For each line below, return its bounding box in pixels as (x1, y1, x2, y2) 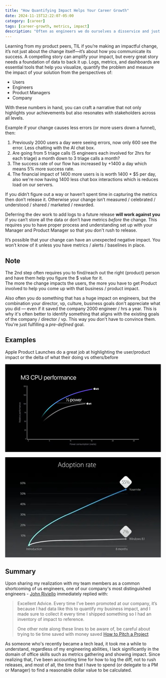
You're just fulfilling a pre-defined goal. (5, 321, 85, 327)
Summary (5, 567, 36, 575)
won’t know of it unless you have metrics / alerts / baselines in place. (5, 242, 146, 248)
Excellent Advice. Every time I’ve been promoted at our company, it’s (17, 601, 157, 607)
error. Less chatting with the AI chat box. (12, 145, 95, 151)
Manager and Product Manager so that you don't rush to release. (5, 227, 137, 233)
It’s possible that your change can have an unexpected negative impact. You (5, 237, 161, 243)
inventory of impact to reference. (17, 616, 85, 622)
